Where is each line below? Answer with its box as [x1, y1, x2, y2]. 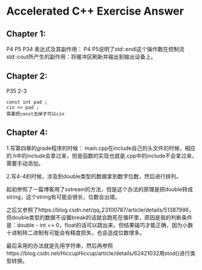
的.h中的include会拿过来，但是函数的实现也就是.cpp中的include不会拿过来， [6, 152, 198, 159]
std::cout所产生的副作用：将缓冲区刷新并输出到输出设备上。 [6, 53, 156, 60]
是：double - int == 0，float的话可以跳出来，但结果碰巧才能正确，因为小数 [6, 221, 193, 229]
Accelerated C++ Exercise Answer [6, 4, 184, 18]
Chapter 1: [6, 29, 46, 39]
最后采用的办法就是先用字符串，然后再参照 [6, 242, 113, 249]
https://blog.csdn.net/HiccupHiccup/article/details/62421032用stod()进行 [6, 249, 190, 257]
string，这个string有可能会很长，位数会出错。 [6, 193, 120, 201]
